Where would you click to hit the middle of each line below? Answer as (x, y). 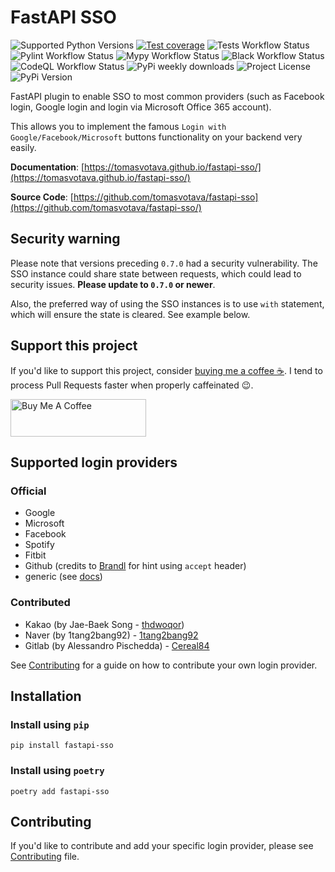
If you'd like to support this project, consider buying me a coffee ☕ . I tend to (166, 370)
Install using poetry (57, 771)
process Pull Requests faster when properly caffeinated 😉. (132, 385)
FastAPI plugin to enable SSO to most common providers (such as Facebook (167, 96)
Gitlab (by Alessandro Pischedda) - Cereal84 (117, 645)
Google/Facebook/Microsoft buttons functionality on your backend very (156, 137)
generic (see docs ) (63, 577)
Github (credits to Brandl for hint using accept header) (135, 566)
